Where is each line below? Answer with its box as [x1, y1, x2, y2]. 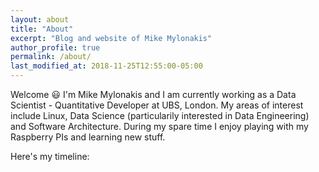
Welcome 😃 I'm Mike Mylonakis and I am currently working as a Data [10, 89, 297, 100]
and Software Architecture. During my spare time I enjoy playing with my [10, 121, 309, 132]
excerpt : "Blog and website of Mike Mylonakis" [10, 33, 213, 43]
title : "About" [10, 24, 74, 34]
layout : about [10, 14, 70, 25]
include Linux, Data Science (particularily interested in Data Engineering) [10, 110, 310, 121]
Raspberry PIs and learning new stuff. [10, 131, 166, 143]
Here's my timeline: [10, 151, 90, 162]
